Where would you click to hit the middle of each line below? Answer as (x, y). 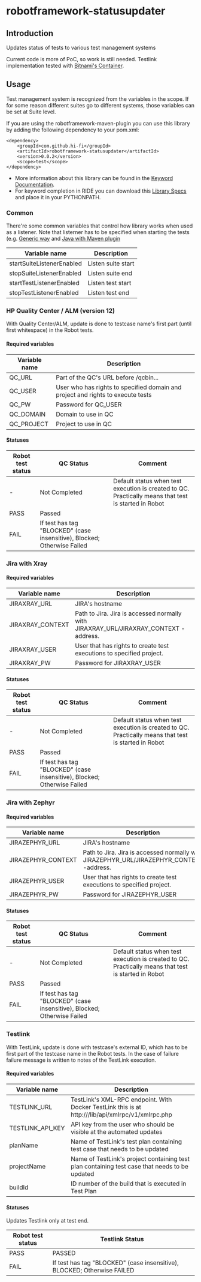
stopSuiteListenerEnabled (45, 273)
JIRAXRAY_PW (30, 663)
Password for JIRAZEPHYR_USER (130, 894)
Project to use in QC (84, 424)
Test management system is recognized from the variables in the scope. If (98, 99)
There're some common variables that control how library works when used (100, 226)
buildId (19, 1187)
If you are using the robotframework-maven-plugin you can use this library (98, 123)
